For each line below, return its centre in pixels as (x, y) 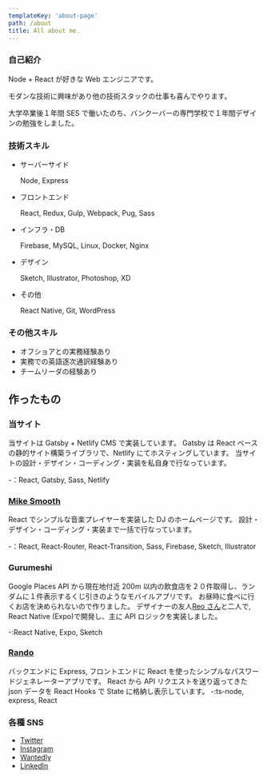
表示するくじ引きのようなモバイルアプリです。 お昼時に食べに (145, 596)
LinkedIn (34, 766)
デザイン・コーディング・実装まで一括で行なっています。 (102, 529)
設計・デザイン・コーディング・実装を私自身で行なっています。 (126, 463)
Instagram (36, 749)
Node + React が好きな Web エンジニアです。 (83, 79)
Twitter (32, 740)
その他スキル (33, 333)
